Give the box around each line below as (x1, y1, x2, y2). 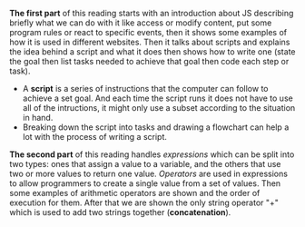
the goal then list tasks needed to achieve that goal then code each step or (9, 56, 290, 66)
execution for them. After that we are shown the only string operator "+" (9, 197, 280, 208)
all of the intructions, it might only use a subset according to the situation (22, 103, 296, 113)
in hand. (22, 113, 54, 123)
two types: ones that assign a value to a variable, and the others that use (9, 159, 281, 169)
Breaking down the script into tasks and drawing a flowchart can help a (22, 122, 290, 133)
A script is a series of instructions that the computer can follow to (22, 84, 269, 94)
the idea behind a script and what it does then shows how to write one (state (9, 46, 296, 57)
